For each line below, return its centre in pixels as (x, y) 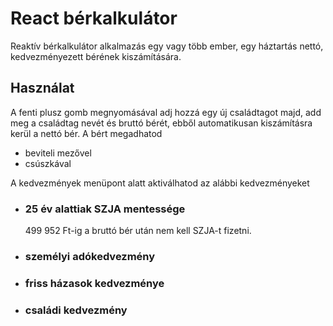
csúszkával (48, 163)
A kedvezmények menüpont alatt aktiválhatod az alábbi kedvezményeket (160, 183)
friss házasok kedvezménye (94, 283)
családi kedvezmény (76, 310)
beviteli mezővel (58, 153)
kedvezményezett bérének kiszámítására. (96, 56)
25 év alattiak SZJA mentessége (105, 209)
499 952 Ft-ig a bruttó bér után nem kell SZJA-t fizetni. (138, 231)
